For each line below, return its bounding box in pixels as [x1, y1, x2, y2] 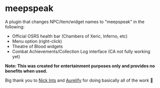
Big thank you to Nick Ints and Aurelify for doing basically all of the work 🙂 [5, 77, 154, 83]
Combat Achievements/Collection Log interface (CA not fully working [12, 49, 150, 54]
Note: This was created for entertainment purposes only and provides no [5, 63, 155, 69]
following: [5, 24, 25, 29]
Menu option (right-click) [12, 38, 62, 44]
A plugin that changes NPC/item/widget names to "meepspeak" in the [5, 19, 144, 25]
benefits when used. [5, 68, 48, 74]
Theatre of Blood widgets [12, 43, 63, 49]
